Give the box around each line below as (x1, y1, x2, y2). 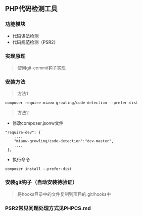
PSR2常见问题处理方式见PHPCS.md (5, 205, 91, 212)
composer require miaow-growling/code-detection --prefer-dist (5, 100, 139, 105)
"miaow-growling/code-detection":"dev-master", (14, 139, 114, 144)
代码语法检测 (12, 33, 39, 39)
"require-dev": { (5, 130, 41, 135)
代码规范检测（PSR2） (12, 39, 58, 45)
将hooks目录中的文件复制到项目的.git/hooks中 (17, 191, 111, 197)
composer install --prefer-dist (5, 167, 72, 172)
